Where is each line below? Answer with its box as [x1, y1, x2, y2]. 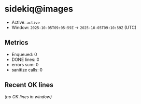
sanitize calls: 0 [11, 67, 43, 73]
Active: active [11, 19, 40, 25]
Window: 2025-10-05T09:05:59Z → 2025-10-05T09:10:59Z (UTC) [11, 24, 137, 30]
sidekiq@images [4, 3, 73, 15]
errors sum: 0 [11, 61, 39, 67]
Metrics [4, 39, 28, 47]
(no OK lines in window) [4, 93, 52, 100]
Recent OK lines [4, 81, 54, 89]
